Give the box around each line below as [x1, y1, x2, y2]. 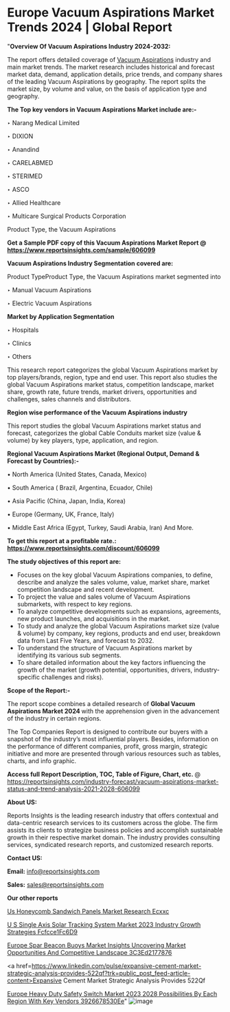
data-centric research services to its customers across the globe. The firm [7, 818, 218, 826]
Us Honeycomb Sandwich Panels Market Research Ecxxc [7, 907, 170, 915]
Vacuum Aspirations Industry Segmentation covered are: [7, 259, 174, 267]
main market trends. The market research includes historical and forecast [7, 63, 215, 71]
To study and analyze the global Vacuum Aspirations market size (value [16, 621, 220, 630]
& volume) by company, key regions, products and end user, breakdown [16, 629, 221, 637]
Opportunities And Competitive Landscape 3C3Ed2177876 [7, 948, 172, 956]
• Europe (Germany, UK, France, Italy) [7, 510, 115, 518]
